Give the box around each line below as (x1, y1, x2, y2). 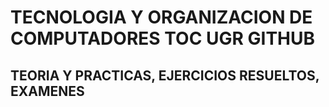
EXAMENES (10, 82, 85, 100)
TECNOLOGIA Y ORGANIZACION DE (10, 6, 313, 29)
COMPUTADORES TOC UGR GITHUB (10, 27, 316, 50)
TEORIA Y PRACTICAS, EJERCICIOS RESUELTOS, (10, 67, 320, 84)
